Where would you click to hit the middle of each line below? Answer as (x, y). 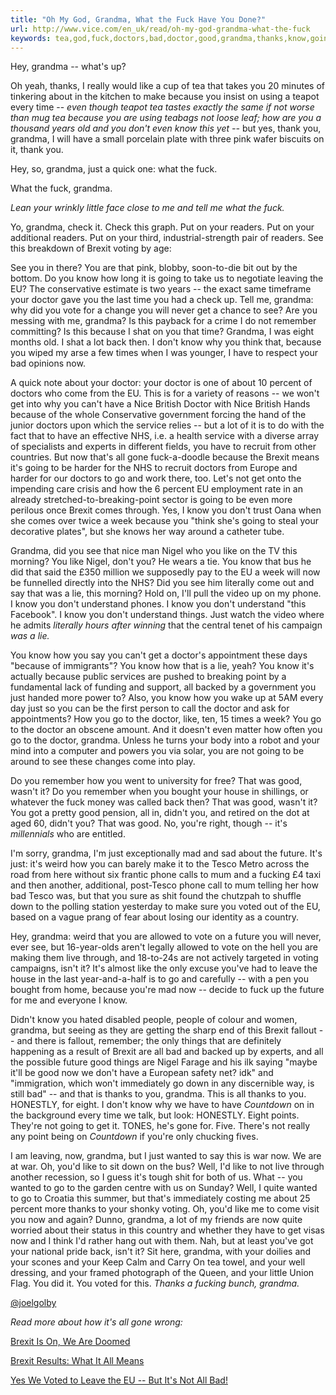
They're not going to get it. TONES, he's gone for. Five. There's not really (160, 1126)
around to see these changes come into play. (103, 762)
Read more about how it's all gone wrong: (96, 1322)
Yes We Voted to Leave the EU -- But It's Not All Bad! (119, 1380)
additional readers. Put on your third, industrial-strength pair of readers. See (167, 238)
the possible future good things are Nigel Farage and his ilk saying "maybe (164, 1062)
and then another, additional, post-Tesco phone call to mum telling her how (164, 885)
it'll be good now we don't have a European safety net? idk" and (142, 1073)
